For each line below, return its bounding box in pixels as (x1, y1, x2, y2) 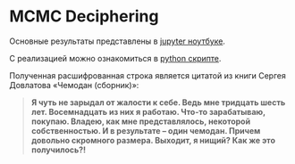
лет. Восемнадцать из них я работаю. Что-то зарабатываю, (30, 106, 265, 117)
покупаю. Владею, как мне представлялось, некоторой (30, 116, 251, 127)
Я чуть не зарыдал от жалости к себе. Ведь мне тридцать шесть (30, 96, 286, 108)
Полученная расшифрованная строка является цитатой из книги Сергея (9, 70, 286, 81)
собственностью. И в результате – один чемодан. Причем (30, 125, 261, 135)
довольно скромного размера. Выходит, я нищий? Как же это (30, 135, 275, 145)
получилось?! (30, 144, 87, 155)
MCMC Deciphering (9, 6, 159, 27)
